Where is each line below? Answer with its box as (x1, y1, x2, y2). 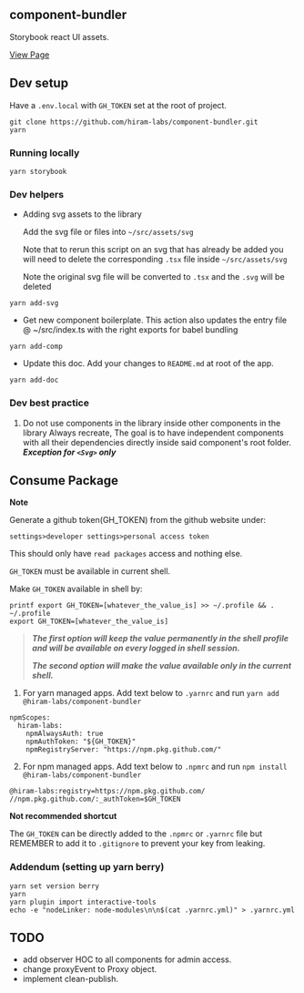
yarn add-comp (9, 342, 64, 352)
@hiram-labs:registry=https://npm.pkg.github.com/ (9, 787, 206, 796)
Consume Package (9, 473, 119, 488)
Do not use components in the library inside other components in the (22, 417, 281, 428)
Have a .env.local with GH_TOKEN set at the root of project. (9, 99, 228, 110)
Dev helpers (9, 188, 65, 200)
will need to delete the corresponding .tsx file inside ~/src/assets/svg (22, 254, 288, 265)
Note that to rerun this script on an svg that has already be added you (22, 244, 284, 255)
